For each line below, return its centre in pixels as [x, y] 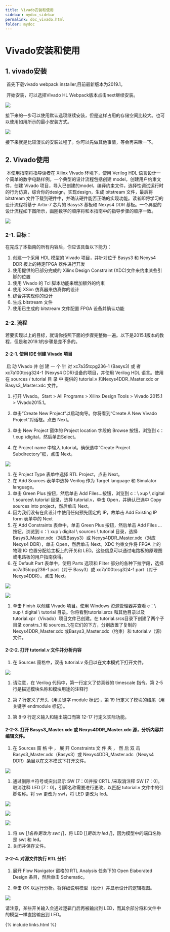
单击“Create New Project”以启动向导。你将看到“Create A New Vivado [85, 413]
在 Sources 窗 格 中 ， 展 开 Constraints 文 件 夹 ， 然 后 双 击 [76, 748]
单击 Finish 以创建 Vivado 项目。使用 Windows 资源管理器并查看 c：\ [84, 606]
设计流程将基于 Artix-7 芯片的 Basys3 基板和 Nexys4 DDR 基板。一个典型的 [83, 205]
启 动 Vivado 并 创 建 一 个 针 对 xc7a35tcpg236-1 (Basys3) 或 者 [74, 366]
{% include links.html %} [31, 925]
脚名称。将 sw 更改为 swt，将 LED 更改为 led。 [61, 794]
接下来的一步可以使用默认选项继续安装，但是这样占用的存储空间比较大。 [80, 115]
